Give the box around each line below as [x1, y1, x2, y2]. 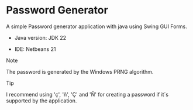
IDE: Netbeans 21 [14, 45, 56, 53]
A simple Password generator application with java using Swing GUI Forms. [6, 23, 187, 30]
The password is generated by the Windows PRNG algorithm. [6, 68, 154, 75]
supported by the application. [6, 97, 77, 104]
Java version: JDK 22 [14, 34, 67, 41]
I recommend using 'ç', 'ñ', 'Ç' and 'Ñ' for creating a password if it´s [6, 91, 169, 98]
